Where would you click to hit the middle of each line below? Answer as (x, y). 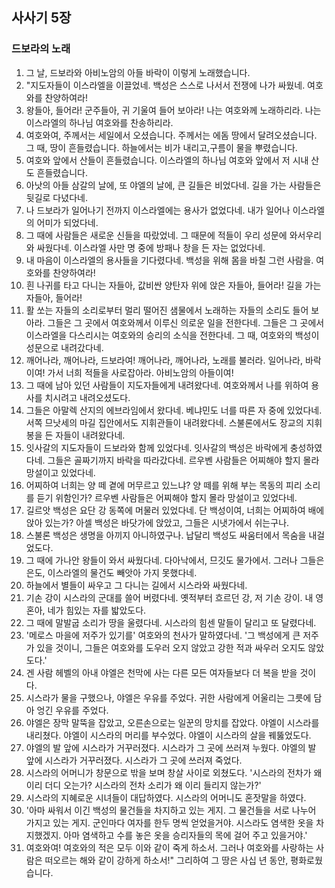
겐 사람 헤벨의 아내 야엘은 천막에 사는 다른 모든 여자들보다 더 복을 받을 (161, 672)
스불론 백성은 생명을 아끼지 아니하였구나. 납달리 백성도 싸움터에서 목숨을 (166, 535)
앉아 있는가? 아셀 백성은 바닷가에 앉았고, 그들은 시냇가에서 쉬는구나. (157, 522)
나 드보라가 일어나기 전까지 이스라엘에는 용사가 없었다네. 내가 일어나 (158, 210)
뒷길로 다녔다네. (56, 197)
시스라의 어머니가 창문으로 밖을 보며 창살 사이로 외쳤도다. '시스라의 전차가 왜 (174, 772)
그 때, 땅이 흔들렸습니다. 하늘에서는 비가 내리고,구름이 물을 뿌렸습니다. (161, 147)
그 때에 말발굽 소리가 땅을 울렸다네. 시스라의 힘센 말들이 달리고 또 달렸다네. (171, 622)
